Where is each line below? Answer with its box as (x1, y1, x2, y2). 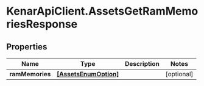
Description (124, 60, 160, 68)
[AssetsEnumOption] (57, 70, 119, 78)
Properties (6, 41, 47, 52)
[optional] (165, 70, 194, 78)
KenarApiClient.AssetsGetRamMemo (6, 4, 199, 18)
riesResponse (6, 17, 78, 31)
